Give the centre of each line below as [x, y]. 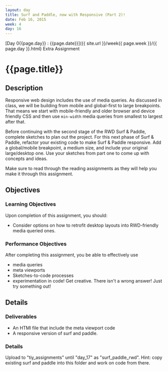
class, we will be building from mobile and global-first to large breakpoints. [83, 106]
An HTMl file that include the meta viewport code [64, 328]
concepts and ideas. [27, 159]
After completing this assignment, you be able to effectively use [72, 255]
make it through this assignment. [39, 174]
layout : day [18, 10]
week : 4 [13, 24]
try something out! [32, 286]
